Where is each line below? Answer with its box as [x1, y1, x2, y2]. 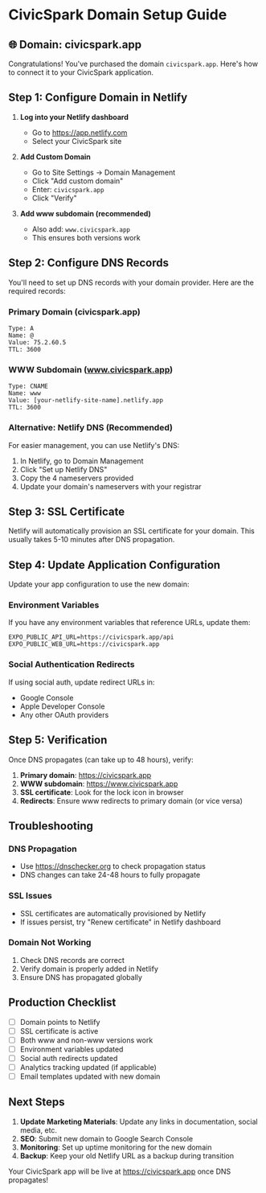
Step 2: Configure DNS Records [8, 256, 169, 270]
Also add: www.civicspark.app [31, 224, 131, 234]
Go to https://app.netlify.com [31, 127, 128, 138]
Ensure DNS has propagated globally [19, 972, 143, 982]
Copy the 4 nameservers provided [19, 473, 134, 483]
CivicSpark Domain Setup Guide [8, 6, 227, 24]
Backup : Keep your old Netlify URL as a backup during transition [19, 1150, 235, 1160]
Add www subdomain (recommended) [19, 208, 151, 218]
